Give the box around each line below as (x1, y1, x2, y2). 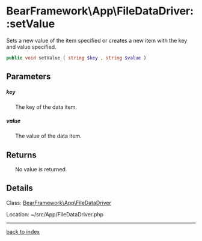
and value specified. (6, 43, 57, 50)
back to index (6, 228, 40, 235)
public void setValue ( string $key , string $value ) (6, 55, 147, 61)
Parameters (6, 72, 51, 82)
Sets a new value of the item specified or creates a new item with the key (6, 37, 188, 44)
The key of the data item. (14, 103, 77, 111)
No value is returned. (14, 165, 67, 172)
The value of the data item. (14, 132, 82, 139)
